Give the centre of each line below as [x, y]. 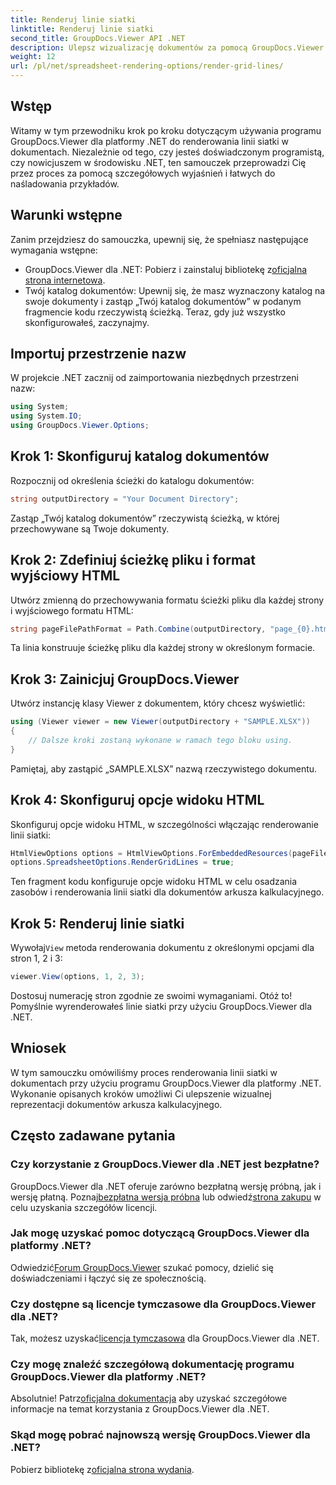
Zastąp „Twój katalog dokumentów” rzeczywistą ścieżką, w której [145, 518]
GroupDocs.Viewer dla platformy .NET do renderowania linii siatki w [150, 141]
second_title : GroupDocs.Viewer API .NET [98, 38]
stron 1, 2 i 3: [36, 958]
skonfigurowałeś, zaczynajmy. [87, 322]
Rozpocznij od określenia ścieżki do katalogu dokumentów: [132, 480]
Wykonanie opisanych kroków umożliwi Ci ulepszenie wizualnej [141, 1093]
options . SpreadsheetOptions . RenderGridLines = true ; [122, 862]
